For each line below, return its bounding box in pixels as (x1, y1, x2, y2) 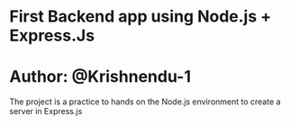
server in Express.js (9, 106, 83, 117)
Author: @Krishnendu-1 (9, 67, 192, 87)
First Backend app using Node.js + (9, 6, 272, 27)
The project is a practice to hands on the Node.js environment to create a (9, 96, 281, 107)
